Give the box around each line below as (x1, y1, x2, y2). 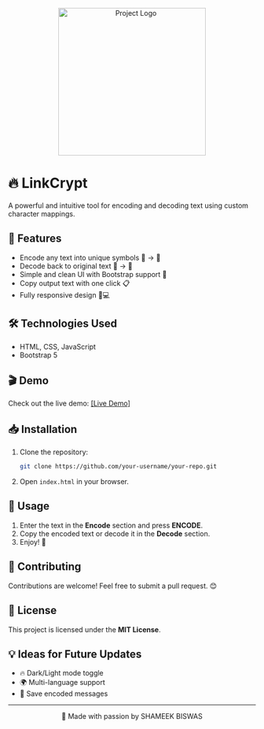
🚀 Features (8, 232, 62, 246)
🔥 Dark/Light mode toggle (19, 668, 104, 678)
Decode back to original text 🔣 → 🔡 (19, 261, 134, 271)
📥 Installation (8, 422, 78, 436)
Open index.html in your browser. (19, 477, 130, 487)
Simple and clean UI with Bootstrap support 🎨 (19, 269, 167, 279)
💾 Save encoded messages (19, 689, 108, 698)
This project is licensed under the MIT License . (8, 624, 161, 634)
